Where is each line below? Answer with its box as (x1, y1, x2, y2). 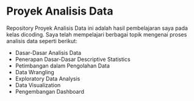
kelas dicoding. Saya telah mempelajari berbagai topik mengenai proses (6, 30, 187, 38)
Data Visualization (15, 81, 61, 89)
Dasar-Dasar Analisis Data (15, 49, 81, 56)
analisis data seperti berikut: (6, 37, 77, 44)
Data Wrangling (15, 68, 55, 75)
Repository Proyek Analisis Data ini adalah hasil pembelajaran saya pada (6, 24, 188, 32)
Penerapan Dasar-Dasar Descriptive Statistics (15, 55, 131, 63)
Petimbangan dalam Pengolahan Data (15, 62, 110, 69)
